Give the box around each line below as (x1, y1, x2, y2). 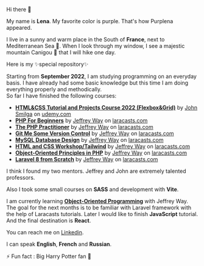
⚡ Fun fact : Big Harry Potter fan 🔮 (6, 253, 91, 260)
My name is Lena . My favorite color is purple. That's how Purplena (6, 18, 174, 24)
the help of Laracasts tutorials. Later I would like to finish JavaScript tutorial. (6, 211, 199, 217)
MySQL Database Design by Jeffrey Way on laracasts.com (15, 136, 164, 143)
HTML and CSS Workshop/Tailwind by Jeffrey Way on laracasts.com (15, 143, 191, 150)
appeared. (6, 24, 32, 31)
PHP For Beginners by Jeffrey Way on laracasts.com (15, 117, 148, 124)
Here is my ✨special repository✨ (6, 61, 89, 68)
